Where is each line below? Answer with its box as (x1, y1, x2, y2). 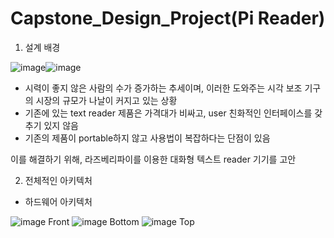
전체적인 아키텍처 (24, 174, 93, 186)
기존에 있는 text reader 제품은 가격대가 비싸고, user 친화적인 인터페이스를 (24, 107, 313, 119)
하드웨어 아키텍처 (24, 195, 93, 207)
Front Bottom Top (48, 215, 195, 227)
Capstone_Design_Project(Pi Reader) (10, 7, 326, 30)
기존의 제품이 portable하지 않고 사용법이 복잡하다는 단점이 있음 (24, 132, 271, 144)
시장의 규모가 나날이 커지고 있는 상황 (35, 94, 178, 106)
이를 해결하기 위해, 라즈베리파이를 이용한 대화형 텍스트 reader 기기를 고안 (10, 153, 297, 165)
